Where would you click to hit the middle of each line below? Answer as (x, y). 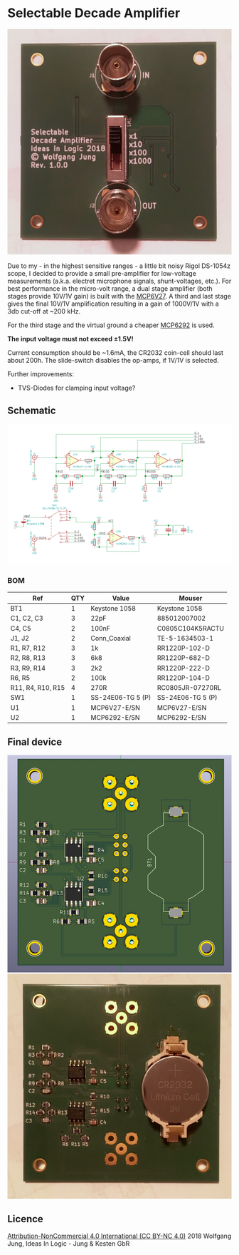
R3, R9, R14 (28, 668)
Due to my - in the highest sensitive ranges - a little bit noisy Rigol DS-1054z (119, 266)
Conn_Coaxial (111, 638)
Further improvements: (41, 374)
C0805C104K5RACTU (191, 628)
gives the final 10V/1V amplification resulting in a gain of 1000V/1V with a (113, 304)
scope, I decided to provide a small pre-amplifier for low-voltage (102, 274)
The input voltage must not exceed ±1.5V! (70, 339)
